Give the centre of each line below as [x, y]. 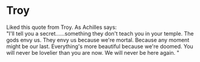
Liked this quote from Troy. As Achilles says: [62, 27]
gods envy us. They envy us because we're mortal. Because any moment [98, 40]
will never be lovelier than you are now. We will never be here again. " [93, 52]
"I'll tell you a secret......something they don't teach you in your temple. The [100, 33]
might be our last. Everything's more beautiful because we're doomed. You [100, 46]
